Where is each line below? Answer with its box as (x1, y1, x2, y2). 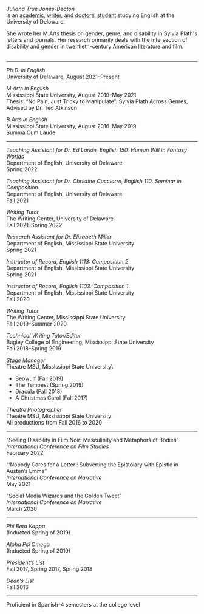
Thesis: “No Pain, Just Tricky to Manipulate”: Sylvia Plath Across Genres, (6, 98, 188, 105)
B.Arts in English (6, 116, 47, 123)
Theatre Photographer (6, 406, 63, 413)
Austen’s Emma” (6, 468, 47, 474)
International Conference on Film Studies (6, 443, 109, 450)
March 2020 (6, 505, 38, 512)
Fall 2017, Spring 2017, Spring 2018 (6, 565, 93, 573)
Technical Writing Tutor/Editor (6, 332, 81, 339)
